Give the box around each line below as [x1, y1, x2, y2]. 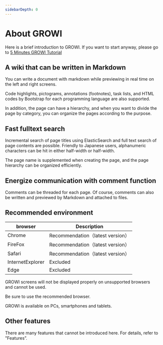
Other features [5, 317, 51, 326]
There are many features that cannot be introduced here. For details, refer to [5, 330, 158, 336]
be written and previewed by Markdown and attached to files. [5, 195, 128, 200]
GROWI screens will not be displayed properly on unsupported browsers [5, 279, 150, 285]
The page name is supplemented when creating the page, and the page [5, 157, 149, 163]
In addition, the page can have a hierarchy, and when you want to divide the [5, 105, 157, 111]
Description [75, 223, 104, 230]
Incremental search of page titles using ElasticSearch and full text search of [5, 138, 157, 143]
